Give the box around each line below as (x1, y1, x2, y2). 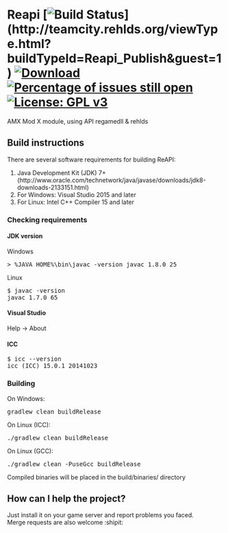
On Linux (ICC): (7, 420, 51, 429)
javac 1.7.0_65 (7, 293, 58, 302)
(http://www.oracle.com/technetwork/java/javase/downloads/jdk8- (16, 176, 207, 184)
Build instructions (7, 137, 84, 149)
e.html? (7, 36, 51, 52)
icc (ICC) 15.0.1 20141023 (7, 362, 98, 370)
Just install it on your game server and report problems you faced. (7, 511, 194, 519)
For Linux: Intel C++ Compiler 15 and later (16, 198, 135, 206)
